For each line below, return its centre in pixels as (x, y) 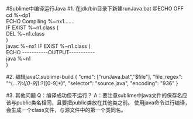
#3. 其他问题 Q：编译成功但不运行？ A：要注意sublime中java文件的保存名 (94, 95)
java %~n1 (18, 58)
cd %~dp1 (18, 15)
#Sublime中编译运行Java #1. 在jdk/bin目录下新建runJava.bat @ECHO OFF (95, 8)
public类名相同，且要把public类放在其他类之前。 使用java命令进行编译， (103, 103)
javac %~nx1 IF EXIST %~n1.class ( (48, 46)
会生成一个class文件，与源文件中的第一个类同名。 (66, 110)
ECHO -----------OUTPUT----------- (51, 52)
